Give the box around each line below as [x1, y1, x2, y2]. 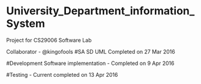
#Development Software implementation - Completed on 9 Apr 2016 [6, 60, 175, 67]
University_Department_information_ [6, 4, 195, 18]
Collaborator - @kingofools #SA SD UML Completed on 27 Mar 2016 [6, 48, 175, 55]
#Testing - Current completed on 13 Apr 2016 [6, 71, 118, 78]
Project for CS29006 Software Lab [6, 36, 92, 43]
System [6, 17, 46, 30]
